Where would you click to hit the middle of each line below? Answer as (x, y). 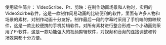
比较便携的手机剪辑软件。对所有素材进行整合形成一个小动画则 (94, 25)
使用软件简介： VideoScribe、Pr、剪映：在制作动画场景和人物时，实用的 (79, 7)
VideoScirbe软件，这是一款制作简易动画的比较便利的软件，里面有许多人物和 (83, 13)
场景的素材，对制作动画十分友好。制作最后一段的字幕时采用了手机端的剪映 (81, 19)
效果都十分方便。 (27, 38)
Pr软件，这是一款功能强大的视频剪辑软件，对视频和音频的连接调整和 (83, 32)
